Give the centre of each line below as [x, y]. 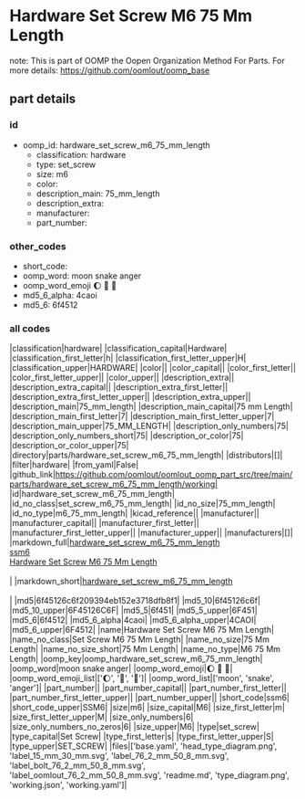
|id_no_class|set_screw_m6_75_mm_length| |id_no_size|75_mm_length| [142, 504]
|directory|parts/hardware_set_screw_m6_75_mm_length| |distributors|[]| [146, 455]
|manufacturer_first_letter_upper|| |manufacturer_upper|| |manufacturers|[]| [151, 533]
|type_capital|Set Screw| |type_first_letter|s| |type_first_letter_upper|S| [142, 737]
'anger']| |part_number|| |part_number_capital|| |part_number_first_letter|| [148, 688]
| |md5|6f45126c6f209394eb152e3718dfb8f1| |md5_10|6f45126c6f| [135, 601]
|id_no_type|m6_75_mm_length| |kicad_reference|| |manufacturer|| [134, 513]
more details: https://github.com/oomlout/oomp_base [110, 70]
